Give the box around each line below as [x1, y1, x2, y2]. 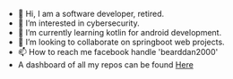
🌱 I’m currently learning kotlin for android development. [17, 28, 222, 37]
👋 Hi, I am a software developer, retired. [17, 9, 165, 19]
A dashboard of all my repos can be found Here [17, 59, 194, 70]
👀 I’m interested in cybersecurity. [17, 18, 141, 28]
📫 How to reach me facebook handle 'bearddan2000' [17, 47, 219, 57]
